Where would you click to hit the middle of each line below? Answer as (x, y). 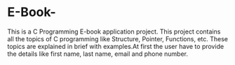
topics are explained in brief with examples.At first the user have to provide (116, 46)
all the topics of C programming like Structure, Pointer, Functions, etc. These (118, 38)
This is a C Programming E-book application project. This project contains (114, 31)
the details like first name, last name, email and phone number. (98, 54)
